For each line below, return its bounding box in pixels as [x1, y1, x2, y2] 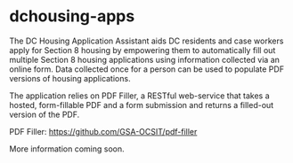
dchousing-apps [9, 6, 135, 27]
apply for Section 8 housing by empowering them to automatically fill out [9, 44, 276, 55]
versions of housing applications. [9, 73, 131, 83]
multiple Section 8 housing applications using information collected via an [9, 54, 281, 65]
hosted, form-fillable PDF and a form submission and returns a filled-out [9, 99, 274, 110]
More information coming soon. [9, 144, 125, 154]
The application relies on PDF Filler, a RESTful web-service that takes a [9, 90, 270, 101]
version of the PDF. [9, 109, 80, 120]
